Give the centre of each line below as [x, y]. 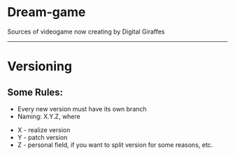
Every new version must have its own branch [82, 108]
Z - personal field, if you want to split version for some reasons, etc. [115, 145]
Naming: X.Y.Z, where [49, 116]
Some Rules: [35, 92]
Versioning [40, 66]
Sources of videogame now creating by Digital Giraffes [86, 31]
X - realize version [44, 129]
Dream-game [47, 12]
